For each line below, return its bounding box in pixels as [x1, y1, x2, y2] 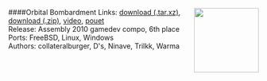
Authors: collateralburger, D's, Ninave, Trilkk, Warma [8, 41, 180, 51]
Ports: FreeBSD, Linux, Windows [8, 33, 114, 42]
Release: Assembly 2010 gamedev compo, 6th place [8, 25, 180, 33]
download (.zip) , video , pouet [8, 16, 105, 25]
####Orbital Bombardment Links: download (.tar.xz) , [8, 8, 181, 17]
